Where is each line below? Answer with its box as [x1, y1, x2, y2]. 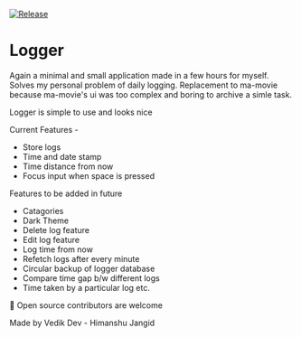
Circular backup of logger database [22, 263, 155, 274]
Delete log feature [22, 224, 90, 235]
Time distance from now [22, 161, 114, 172]
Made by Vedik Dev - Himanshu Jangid [9, 317, 155, 328]
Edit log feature [22, 234, 80, 245]
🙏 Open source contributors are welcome [9, 299, 163, 311]
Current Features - [9, 124, 79, 135]
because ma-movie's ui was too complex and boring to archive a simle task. [9, 89, 292, 99]
